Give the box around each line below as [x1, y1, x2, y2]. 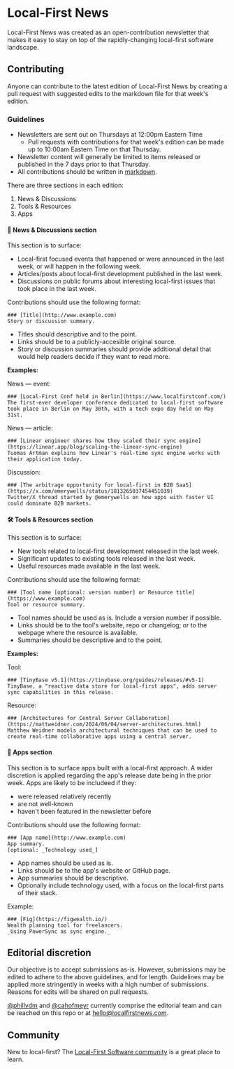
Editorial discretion [7, 947, 92, 959]
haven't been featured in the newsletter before [17, 807, 152, 815]
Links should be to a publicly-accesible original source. [17, 338, 177, 346]
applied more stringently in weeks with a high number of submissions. [7, 980, 209, 989]
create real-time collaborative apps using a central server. [7, 733, 192, 740]
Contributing [7, 63, 64, 75]
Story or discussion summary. [7, 318, 96, 325]
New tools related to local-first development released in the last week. [17, 547, 219, 555]
